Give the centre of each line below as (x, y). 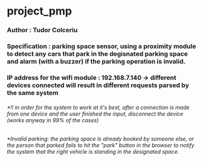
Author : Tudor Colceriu (42, 30)
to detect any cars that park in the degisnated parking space (97, 54)
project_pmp (39, 11)
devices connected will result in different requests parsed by (98, 85)
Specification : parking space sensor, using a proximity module (102, 47)
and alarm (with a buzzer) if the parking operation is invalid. (96, 62)
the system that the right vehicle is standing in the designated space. (93, 152)
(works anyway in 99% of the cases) (53, 120)
